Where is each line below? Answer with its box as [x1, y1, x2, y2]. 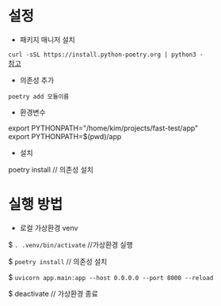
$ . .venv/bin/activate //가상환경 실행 [8, 240, 133, 249]
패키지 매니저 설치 [19, 35, 75, 44]
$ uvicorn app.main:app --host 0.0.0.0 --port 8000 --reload [8, 272, 214, 281]
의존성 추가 [19, 75, 55, 85]
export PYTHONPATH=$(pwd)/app [8, 131, 122, 141]
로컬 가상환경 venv [19, 223, 78, 232]
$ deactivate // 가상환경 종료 [8, 289, 99, 298]
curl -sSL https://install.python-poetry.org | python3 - [8, 51, 204, 59]
